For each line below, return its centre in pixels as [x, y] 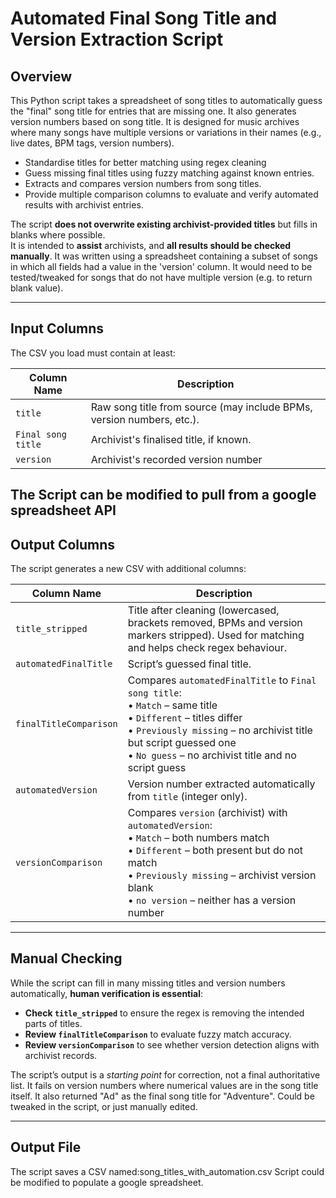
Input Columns [57, 328]
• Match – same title [172, 705]
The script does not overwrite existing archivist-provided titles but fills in [164, 224]
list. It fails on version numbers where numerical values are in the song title [164, 1085]
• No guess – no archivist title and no [212, 755]
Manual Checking [66, 958]
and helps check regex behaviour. [207, 648]
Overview [41, 76]
